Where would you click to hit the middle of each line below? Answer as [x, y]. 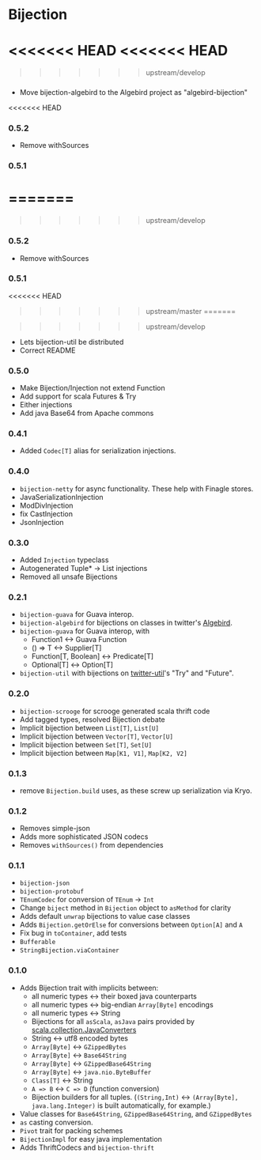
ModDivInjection [46, 505]
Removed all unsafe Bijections [68, 576]
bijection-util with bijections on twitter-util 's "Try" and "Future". [127, 673]
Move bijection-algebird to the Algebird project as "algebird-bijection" [133, 93]
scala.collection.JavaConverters [84, 1030]
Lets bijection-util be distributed [72, 342]
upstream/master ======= [191, 311]
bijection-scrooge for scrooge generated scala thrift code [115, 711]
